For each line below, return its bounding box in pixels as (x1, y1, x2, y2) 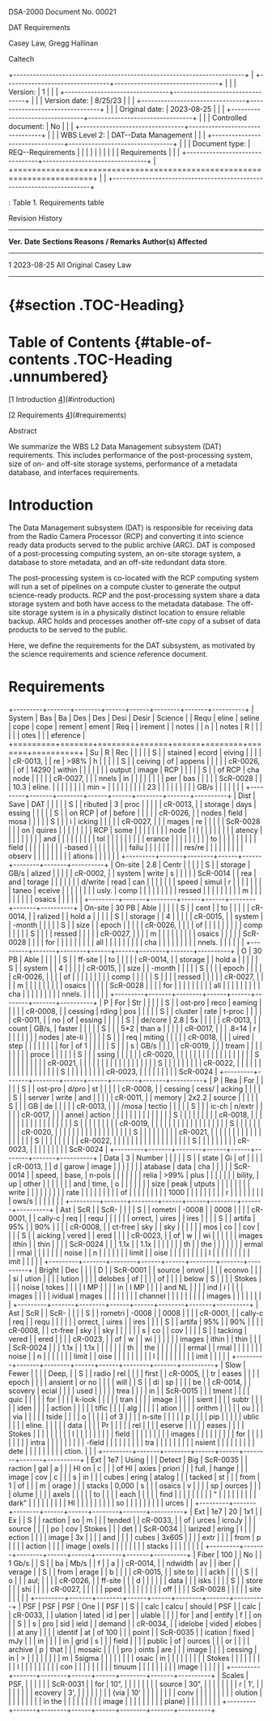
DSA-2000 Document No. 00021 (8, 7, 117, 16)
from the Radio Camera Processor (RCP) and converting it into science (8, 532, 244, 541)
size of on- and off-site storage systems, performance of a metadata (8, 459, 238, 469)
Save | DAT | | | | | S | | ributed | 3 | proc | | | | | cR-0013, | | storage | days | (8, 800, 257, 809)
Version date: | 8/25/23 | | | (44, 96, 135, 105)
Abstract (8, 426, 37, 436)
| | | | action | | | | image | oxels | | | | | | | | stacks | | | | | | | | (8, 1542, 204, 1551)
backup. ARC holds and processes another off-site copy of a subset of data (8, 616, 261, 626)
